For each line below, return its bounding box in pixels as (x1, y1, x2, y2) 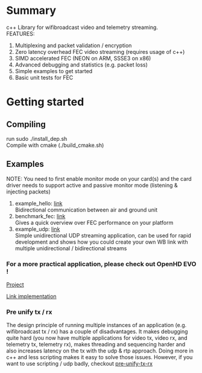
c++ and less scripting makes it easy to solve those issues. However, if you (6, 354, 193, 361)
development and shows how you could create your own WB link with (14, 238, 188, 245)
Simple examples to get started (14, 67, 93, 74)
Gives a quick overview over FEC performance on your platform (14, 219, 174, 226)
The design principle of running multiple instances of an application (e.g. (6, 322, 187, 329)
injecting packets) (6, 188, 51, 195)
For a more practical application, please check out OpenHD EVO (6, 259, 197, 268)
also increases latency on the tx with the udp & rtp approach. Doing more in (6, 347, 194, 354)
